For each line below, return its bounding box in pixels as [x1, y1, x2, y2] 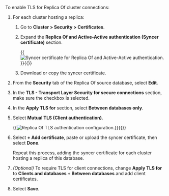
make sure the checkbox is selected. [12, 95, 90, 101]
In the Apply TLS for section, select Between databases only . [12, 105, 144, 111]
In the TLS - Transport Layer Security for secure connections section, [12, 90, 162, 96]
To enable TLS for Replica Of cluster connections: [5, 5, 109, 10]
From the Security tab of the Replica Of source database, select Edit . [12, 80, 158, 86]
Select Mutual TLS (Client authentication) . [12, 115, 103, 121]
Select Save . [12, 186, 40, 191]
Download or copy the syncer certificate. [20, 70, 106, 76]
